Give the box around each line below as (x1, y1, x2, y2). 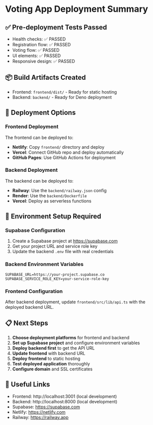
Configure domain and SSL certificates (12, 366, 93, 372)
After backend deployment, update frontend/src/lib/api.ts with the (5, 299, 146, 305)
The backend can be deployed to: (5, 178, 74, 184)
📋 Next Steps (5, 319, 48, 327)
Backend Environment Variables (5, 261, 84, 268)
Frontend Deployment (5, 123, 59, 130)
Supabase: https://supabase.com (12, 404, 80, 410)
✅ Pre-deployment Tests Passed (5, 23, 107, 32)
